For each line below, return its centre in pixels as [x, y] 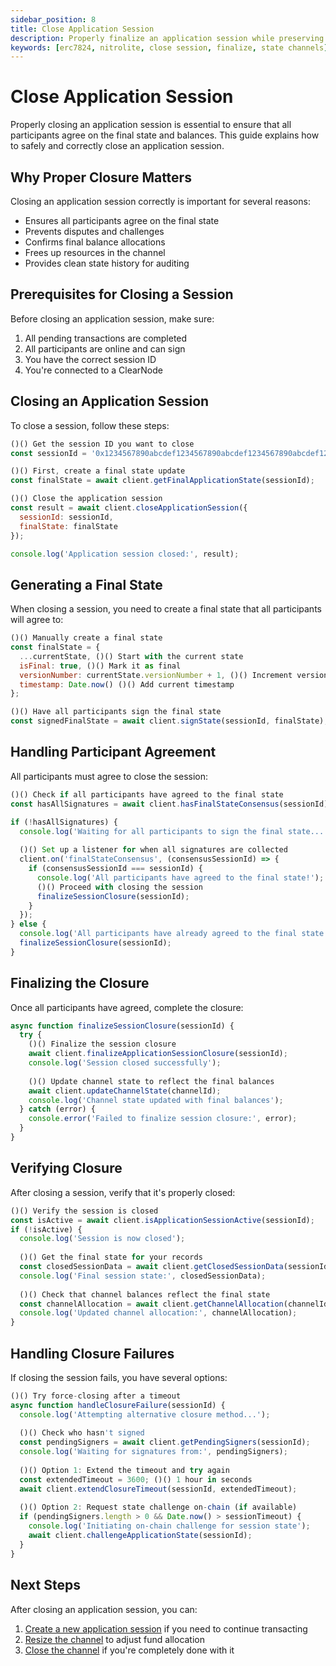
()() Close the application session [86, 499]
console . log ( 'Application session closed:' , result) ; [125, 554]
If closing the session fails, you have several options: [119, 1377]
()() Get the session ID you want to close [102, 444]
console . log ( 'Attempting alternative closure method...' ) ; [145, 1414]
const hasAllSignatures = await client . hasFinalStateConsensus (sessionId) [169, 804]
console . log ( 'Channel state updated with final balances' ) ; [156, 1100]
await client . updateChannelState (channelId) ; [125, 1091]
